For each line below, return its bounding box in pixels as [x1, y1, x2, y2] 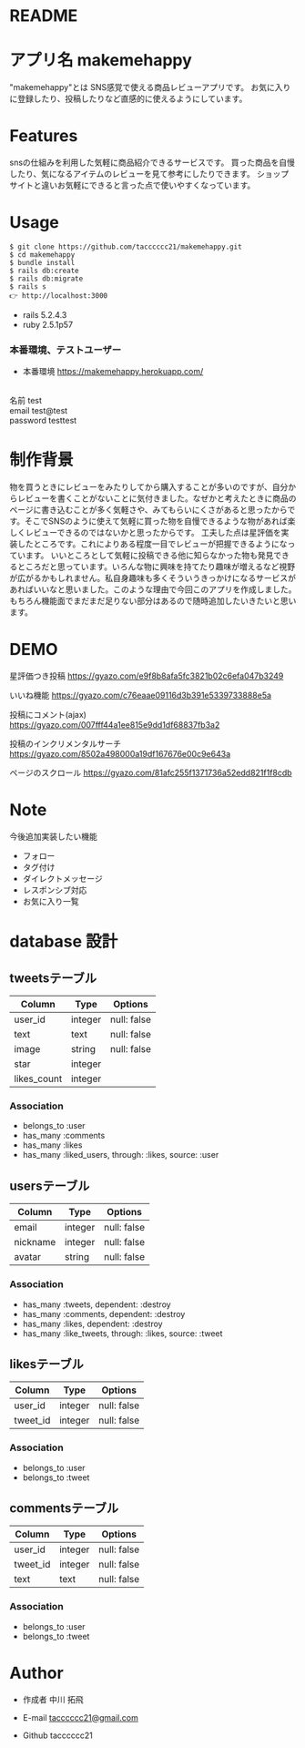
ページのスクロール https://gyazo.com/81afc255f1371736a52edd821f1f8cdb [9, 767, 293, 779]
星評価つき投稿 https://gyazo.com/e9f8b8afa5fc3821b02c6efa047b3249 [9, 670, 284, 681]
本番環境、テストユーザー [9, 343, 121, 356]
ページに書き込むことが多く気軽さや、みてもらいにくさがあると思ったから [9, 505, 288, 516]
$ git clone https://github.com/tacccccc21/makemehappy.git [9, 242, 243, 251]
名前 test [9, 395, 43, 406]
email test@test [9, 405, 68, 416]
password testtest [9, 415, 77, 426]
